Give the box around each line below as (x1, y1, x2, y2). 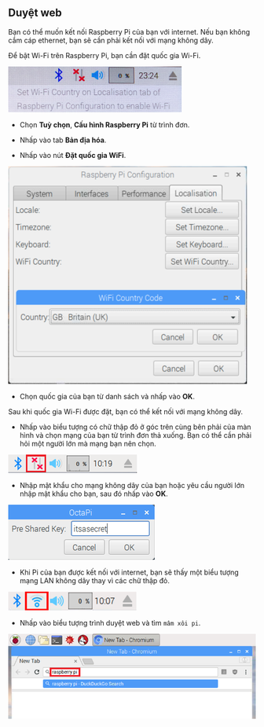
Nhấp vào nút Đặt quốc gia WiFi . (19, 150, 126, 160)
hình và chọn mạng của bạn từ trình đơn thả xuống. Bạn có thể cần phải (19, 430, 252, 439)
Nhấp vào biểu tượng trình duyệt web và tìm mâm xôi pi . (19, 618, 201, 627)
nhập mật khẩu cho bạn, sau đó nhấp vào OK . (19, 489, 169, 498)
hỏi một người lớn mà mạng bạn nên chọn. (19, 439, 157, 448)
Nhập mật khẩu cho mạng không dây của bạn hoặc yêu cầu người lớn (19, 480, 245, 490)
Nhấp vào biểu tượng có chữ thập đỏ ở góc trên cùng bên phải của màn (19, 422, 251, 431)
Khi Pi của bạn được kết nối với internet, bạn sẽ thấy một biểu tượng (19, 567, 240, 577)
